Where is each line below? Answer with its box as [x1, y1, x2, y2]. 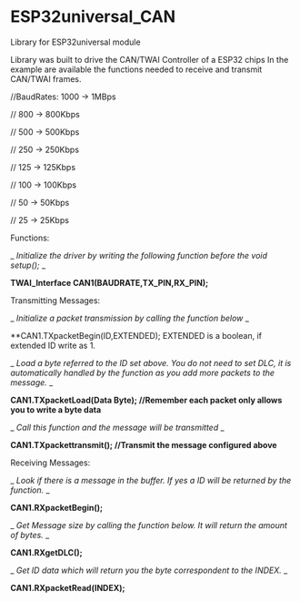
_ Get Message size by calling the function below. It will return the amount [10, 519, 287, 530]
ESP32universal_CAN [10, 6, 176, 27]
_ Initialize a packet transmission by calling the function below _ [10, 312, 249, 323]
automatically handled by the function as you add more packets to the [10, 367, 275, 378]
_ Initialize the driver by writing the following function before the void [10, 250, 267, 260]
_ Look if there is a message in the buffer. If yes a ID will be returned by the [10, 474, 292, 485]
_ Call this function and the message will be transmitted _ [10, 422, 225, 433]
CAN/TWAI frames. [10, 73, 82, 84]
